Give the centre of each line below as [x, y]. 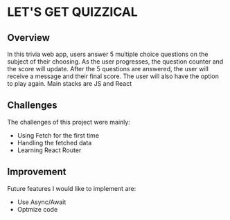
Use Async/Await [42, 202]
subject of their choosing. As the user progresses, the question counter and [115, 62]
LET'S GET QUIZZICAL [73, 12]
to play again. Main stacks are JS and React [70, 83]
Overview [29, 38]
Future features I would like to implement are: [72, 188]
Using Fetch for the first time [58, 135]
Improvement [37, 172]
